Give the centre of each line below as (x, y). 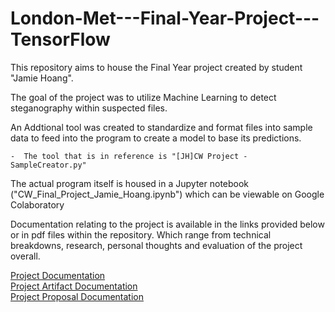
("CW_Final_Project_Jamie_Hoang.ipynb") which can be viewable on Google (167, 194)
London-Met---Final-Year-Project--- (165, 18)
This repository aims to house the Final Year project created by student (156, 67)
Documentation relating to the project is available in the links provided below (167, 224)
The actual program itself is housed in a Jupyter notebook (130, 183)
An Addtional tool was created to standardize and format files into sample (161, 127)
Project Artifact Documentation (74, 286)
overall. (25, 256)
